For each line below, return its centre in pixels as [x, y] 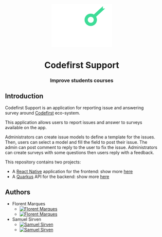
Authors [18, 192]
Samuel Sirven [27, 219]
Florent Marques [28, 204]
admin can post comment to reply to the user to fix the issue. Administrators [81, 147]
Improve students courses [82, 80]
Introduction [24, 96]
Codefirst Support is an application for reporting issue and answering [74, 108]
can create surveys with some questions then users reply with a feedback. [80, 153]
